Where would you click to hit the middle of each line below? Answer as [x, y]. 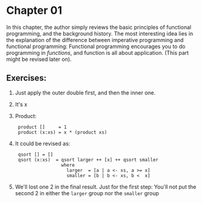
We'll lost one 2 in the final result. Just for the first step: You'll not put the [106, 187]
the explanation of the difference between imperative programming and [95, 40]
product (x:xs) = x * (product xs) [62, 132]
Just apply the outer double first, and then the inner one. [85, 92]
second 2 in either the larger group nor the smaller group [87, 193]
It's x [21, 104]
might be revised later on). [39, 59]
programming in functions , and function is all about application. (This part [97, 52]
